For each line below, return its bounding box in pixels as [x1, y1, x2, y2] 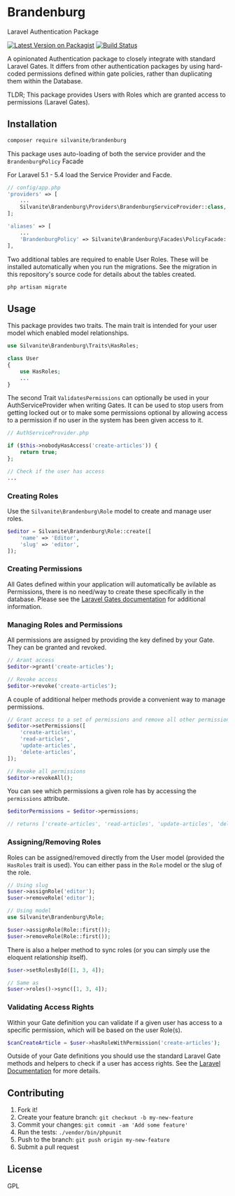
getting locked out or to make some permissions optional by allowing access [7, 408, 228, 417]
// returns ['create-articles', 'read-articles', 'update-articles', [7, 820, 215, 827]
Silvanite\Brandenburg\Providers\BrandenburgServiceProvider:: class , [20, 204, 227, 211]
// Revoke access [7, 675, 58, 683]
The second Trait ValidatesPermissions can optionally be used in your [7, 394, 210, 402]
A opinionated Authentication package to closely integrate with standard [7, 54, 215, 63]
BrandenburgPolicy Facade [7, 157, 84, 165]
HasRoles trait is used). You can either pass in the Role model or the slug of [7, 860, 222, 869]
